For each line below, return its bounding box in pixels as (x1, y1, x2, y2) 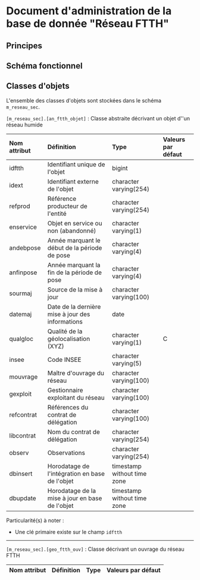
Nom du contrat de (47, 427, 100, 436)
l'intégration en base (47, 469, 105, 477)
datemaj (9, 310, 32, 318)
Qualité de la (47, 327, 83, 335)
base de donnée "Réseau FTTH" (6, 17, 170, 30)
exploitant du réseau (47, 393, 105, 402)
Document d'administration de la (6, 4, 172, 18)
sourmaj (9, 289, 32, 297)
